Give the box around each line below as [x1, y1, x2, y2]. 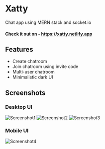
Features [5, 45, 33, 54]
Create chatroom [12, 58, 47, 65]
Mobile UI [5, 127, 29, 134]
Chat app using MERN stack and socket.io [5, 19, 92, 25]
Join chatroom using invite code [12, 64, 79, 70]
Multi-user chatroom [12, 69, 55, 75]
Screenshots [5, 88, 46, 97]
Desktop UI [5, 103, 32, 110]
